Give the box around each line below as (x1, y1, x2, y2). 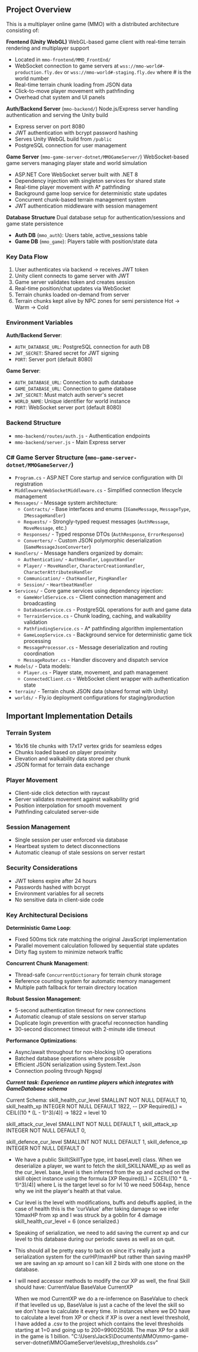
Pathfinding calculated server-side (14, 808, 99, 815)
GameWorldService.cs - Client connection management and (23, 594, 167, 600)
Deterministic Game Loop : (6, 924, 72, 931)
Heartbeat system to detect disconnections (14, 843, 121, 850)
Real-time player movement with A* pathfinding (14, 183, 131, 190)
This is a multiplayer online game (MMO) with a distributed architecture (6, 20, 179, 27)
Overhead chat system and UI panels (14, 93, 105, 101)
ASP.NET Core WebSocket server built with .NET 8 (14, 171, 138, 178)
